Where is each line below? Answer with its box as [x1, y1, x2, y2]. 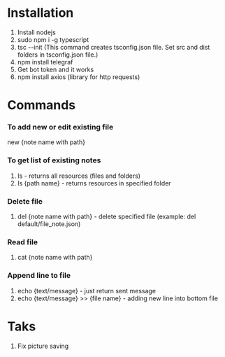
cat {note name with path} [17, 253, 93, 262]
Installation [7, 5, 74, 21]
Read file [7, 237, 38, 246]
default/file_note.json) [17, 220, 81, 228]
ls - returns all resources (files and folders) [17, 171, 141, 180]
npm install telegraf [17, 57, 73, 66]
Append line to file [7, 271, 71, 281]
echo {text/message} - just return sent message [17, 286, 156, 295]
